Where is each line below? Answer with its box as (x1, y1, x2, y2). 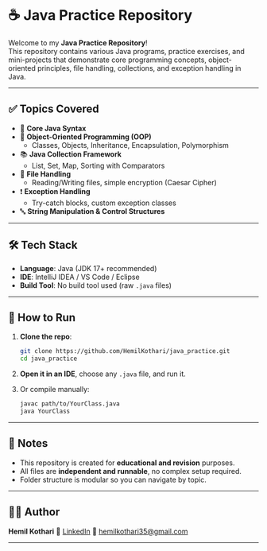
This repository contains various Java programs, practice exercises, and (8, 46, 245, 56)
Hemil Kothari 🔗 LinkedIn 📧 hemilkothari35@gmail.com (8, 526, 188, 536)
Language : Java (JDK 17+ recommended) (19, 263, 157, 273)
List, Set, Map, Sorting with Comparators (31, 161, 165, 170)
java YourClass (19, 407, 71, 415)
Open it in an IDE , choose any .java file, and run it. (19, 369, 187, 378)
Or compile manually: (19, 385, 90, 394)
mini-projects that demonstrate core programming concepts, (8, 55, 207, 64)
